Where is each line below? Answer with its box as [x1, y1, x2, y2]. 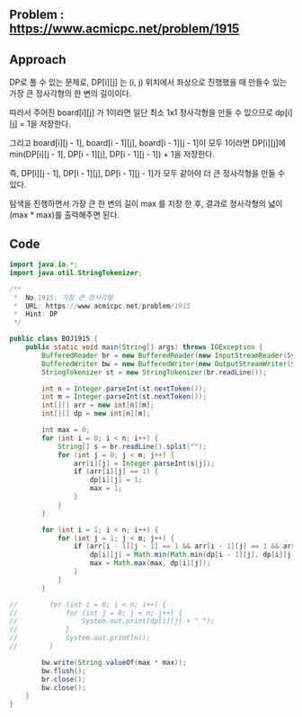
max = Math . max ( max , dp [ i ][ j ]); [89, 559, 211, 568]
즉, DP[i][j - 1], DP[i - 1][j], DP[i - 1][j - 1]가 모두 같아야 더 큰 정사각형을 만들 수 [9, 168, 286, 179]
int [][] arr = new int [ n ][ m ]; [41, 400, 155, 410]
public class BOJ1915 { [9, 335, 99, 344]
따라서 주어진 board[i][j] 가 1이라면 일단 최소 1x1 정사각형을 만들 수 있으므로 [9, 107, 274, 118]
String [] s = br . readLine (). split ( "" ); [57, 442, 207, 451]
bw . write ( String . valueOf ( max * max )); [41, 658, 187, 667]
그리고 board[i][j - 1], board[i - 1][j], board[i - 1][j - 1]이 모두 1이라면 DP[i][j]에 [9, 138, 286, 148]
